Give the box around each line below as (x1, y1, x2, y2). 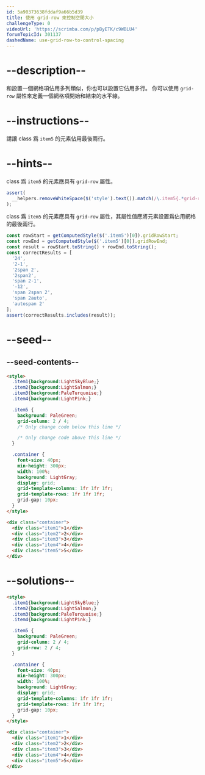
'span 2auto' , (12, 295, 48, 301)
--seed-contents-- (6, 357, 79, 367)
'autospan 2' (12, 300, 45, 307)
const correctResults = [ (6, 250, 72, 256)
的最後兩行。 (6, 220, 38, 228)
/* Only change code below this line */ (17, 424, 121, 430)
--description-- (6, 63, 87, 77)
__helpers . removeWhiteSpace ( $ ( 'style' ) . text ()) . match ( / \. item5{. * (12, 195, 184, 201)
